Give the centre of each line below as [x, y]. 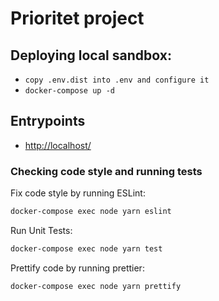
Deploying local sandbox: [91, 55]
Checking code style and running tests [106, 171]
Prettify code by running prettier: [77, 268]
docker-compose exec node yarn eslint [91, 212]
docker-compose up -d [69, 91]
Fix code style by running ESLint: [78, 193]
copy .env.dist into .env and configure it [117, 80]
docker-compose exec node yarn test [86, 248]
